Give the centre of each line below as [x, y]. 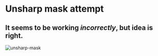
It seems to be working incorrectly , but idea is [79, 28]
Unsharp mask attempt [55, 9]
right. [14, 35]
